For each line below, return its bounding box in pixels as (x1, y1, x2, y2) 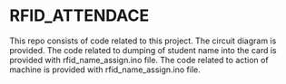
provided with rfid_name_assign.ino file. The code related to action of (9, 54, 270, 65)
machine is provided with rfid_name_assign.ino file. (9, 64, 202, 75)
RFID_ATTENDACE (9, 5, 150, 26)
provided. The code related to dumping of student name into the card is (9, 44, 277, 55)
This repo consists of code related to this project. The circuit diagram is (9, 35, 277, 46)
